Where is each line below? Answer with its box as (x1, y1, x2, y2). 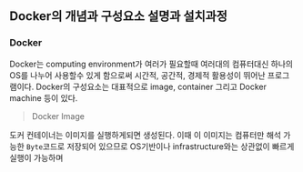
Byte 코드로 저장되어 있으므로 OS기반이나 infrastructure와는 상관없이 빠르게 (25, 140, 295, 152)
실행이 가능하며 (9, 152, 64, 163)
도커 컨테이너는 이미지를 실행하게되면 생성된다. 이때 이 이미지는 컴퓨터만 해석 (9, 129, 282, 140)
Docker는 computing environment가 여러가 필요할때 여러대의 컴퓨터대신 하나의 (9, 58, 294, 69)
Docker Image (31, 110, 85, 121)
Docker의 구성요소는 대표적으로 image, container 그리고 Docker (35, 81, 267, 92)
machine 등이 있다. (9, 92, 78, 103)
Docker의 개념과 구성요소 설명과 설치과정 (9, 8, 227, 25)
